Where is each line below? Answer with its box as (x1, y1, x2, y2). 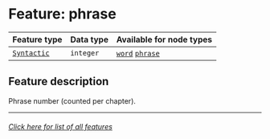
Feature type (12, 34, 63, 45)
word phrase (116, 49, 161, 58)
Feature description (8, 75, 109, 88)
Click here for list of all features (8, 122, 112, 132)
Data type (70, 34, 108, 45)
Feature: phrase (8, 5, 117, 23)
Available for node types (116, 34, 213, 45)
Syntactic (12, 48, 50, 57)
